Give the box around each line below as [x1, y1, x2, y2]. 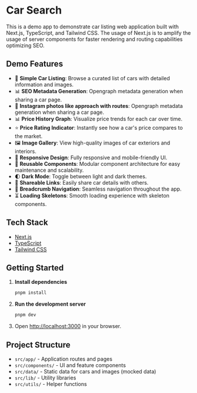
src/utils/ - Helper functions [14, 380, 87, 387]
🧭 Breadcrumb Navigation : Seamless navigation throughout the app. [14, 185, 182, 192]
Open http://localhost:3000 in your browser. [14, 323, 122, 330]
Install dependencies [14, 279, 68, 286]
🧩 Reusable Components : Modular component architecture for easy [14, 160, 181, 167]
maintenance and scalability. [14, 166, 84, 173]
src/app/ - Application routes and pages [14, 355, 113, 362]
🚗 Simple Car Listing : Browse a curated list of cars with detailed [14, 74, 171, 81]
